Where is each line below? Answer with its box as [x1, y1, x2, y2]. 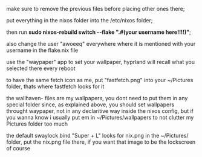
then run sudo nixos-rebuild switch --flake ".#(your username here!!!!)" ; [6, 28, 192, 36]
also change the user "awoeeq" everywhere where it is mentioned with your [6, 40, 196, 47]
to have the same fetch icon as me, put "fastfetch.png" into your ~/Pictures [6, 77, 194, 83]
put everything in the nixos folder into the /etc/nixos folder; [6, 17, 153, 24]
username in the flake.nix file [6, 46, 79, 54]
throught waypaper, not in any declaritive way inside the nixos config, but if [6, 107, 194, 114]
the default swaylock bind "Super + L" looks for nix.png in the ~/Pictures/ [6, 132, 189, 139]
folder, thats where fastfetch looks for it [6, 83, 105, 90]
